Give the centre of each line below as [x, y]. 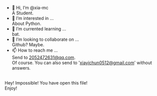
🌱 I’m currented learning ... [39, 29]
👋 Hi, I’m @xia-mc [30, 8]
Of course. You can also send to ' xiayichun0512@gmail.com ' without [82, 63]
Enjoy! [11, 88]
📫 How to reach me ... [35, 50]
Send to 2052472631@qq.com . [44, 57]
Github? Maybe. [28, 45]
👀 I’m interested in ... [33, 18]
